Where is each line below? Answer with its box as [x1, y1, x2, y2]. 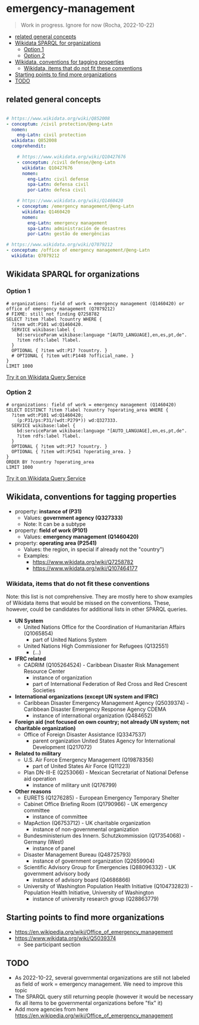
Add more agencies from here [14, 1005, 89, 1013]
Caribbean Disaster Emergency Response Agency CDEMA [23, 706, 166, 713]
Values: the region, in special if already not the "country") [23, 546, 165, 553]
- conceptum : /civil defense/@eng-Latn [17, 159, 116, 165]
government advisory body [23, 870, 90, 877]
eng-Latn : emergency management [27, 220, 108, 226]
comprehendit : [11, 143, 46, 149]
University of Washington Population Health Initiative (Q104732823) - [23, 882, 193, 889]
